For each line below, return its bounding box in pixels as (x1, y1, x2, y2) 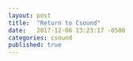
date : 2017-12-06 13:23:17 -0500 (8, 26, 126, 34)
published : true (8, 41, 62, 49)
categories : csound (8, 33, 73, 42)
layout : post (8, 11, 51, 20)
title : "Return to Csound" (8, 19, 101, 27)
